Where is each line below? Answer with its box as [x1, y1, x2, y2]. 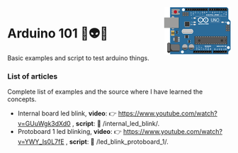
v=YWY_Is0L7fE [17, 137, 65, 146]
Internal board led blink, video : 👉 [17, 109, 117, 118]
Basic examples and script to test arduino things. [7, 53, 150, 62]
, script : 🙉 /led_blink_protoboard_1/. [66, 137, 169, 146]
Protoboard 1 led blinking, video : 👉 [17, 127, 122, 136]
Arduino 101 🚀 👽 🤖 [7, 25, 108, 42]
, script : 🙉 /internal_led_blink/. [72, 120, 160, 128]
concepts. [7, 95, 37, 103]
